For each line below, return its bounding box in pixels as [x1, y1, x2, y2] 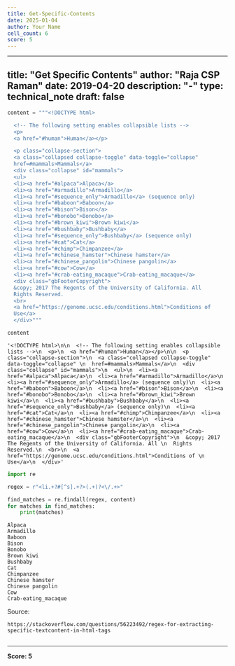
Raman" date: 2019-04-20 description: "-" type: [7, 80, 224, 92]
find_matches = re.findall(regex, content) [7, 496, 136, 503]
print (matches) [20, 509, 64, 516]
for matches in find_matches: [7, 502, 96, 510]
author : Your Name [7, 23, 61, 30]
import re [7, 471, 36, 478]
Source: [7, 607, 30, 616]
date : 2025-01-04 [7, 17, 58, 24]
